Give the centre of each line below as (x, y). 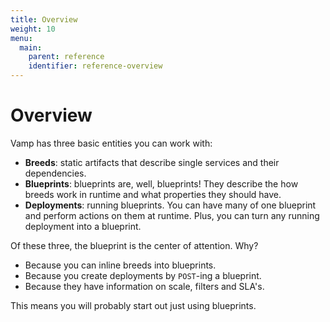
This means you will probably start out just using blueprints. (133, 305)
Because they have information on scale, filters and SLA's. (144, 286)
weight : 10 (33, 29)
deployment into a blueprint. (83, 226)
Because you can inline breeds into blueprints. (120, 265)
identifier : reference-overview (95, 66)
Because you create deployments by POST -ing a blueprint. (143, 275)
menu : (21, 38)
